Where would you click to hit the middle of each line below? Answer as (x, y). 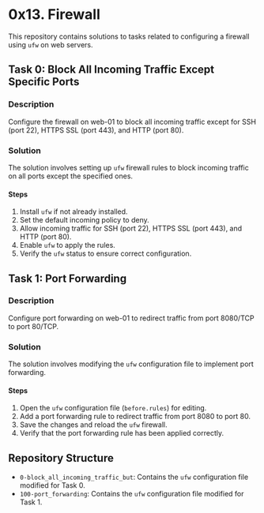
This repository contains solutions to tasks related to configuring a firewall (129, 36)
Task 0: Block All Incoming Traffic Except (111, 70)
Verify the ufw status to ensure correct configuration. (106, 253)
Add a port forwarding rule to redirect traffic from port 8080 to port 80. (135, 417)
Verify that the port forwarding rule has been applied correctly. (122, 433)
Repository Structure (61, 458)
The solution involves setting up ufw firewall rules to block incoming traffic (128, 167)
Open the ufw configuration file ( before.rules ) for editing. (113, 408)
